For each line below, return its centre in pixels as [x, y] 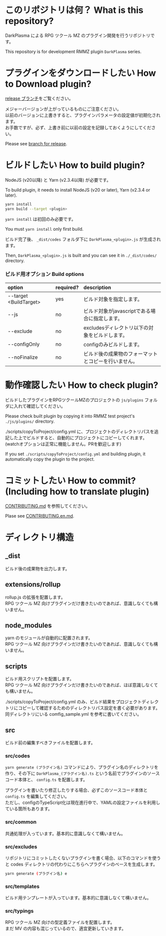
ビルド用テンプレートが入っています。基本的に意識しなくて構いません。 [78, 898]
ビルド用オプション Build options [45, 274]
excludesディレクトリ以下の [116, 328]
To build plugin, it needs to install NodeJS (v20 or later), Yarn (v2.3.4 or [78, 190]
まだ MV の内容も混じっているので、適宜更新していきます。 [66, 929]
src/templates [22, 886]
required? [67, 287]
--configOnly [24, 344]
